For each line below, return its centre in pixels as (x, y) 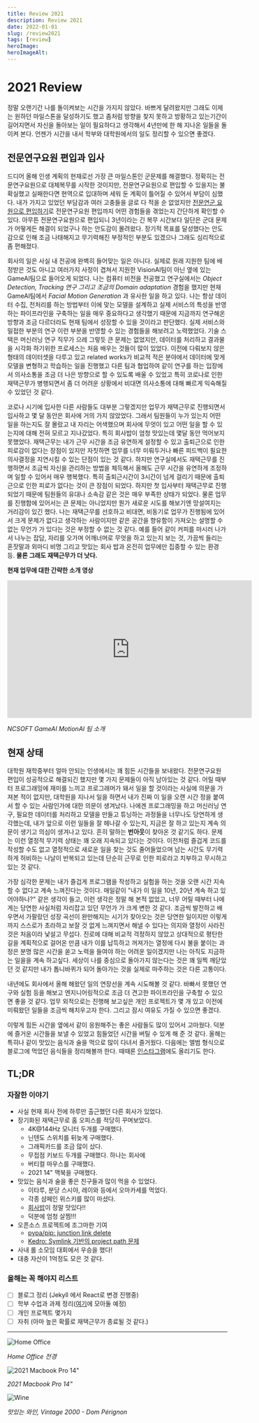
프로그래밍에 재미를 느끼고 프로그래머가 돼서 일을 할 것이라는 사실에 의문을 (115, 788)
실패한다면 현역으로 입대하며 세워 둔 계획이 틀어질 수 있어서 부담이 (121, 194)
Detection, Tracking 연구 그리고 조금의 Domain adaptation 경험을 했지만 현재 (114, 287)
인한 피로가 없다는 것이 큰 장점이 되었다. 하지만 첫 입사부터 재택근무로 (120, 485)
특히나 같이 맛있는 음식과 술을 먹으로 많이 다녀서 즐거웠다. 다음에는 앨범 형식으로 (116, 1043)
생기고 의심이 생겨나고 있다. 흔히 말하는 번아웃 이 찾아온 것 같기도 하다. (115, 832)
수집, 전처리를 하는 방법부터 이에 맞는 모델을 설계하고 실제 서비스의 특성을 (114, 304)
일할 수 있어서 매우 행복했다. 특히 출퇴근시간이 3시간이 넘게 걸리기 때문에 (113, 477)
